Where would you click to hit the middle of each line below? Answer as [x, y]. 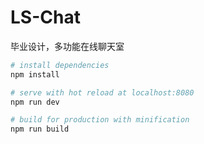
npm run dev [35, 102]
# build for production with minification [100, 120]
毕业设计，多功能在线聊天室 [67, 46]
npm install [35, 74]
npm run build [40, 129]
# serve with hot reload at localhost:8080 [102, 92]
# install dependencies [60, 65]
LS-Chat [45, 17]
